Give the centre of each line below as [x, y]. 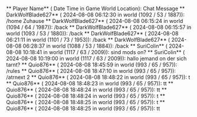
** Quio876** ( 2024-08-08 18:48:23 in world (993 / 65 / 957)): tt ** [90, 83]
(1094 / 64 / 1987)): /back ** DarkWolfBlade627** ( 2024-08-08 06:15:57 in [99, 27]
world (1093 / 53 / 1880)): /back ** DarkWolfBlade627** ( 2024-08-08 [92, 34]
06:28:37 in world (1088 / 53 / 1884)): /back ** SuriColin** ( [95, 46]
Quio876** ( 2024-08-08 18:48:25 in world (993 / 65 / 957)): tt [83, 108]
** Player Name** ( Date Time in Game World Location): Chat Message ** [96, 9]
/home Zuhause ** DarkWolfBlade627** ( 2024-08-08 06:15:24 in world [95, 21]
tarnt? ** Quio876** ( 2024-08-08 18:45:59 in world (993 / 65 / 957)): [92, 65]
